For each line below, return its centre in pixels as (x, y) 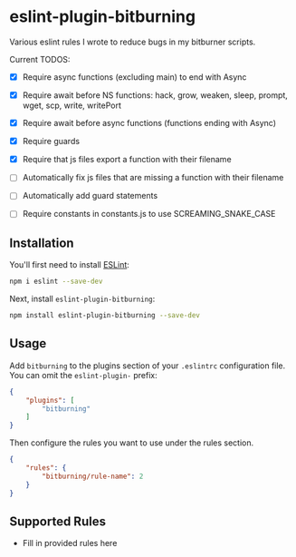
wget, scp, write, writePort (72, 105)
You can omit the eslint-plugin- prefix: (83, 375)
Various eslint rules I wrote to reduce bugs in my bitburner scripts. (133, 42)
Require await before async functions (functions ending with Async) (149, 123)
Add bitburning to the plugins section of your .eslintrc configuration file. (148, 366)
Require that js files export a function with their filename (127, 160)
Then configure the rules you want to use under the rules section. (132, 443)
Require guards (51, 142)
